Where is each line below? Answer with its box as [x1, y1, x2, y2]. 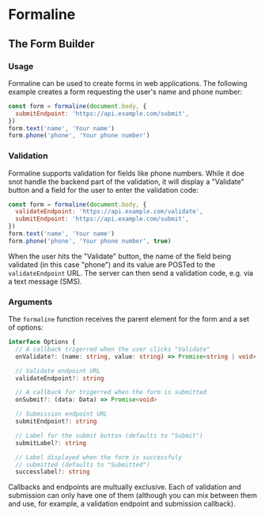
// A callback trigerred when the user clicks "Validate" [15, 345, 211, 353]
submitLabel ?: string [15, 439, 87, 447]
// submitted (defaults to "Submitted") [15, 461, 150, 469]
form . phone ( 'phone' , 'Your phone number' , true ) [8, 237, 172, 245]
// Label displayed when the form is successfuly [15, 453, 182, 461]
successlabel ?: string [15, 468, 90, 476]
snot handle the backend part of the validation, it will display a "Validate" [8, 176, 244, 186]
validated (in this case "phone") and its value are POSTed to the [8, 259, 216, 269]
